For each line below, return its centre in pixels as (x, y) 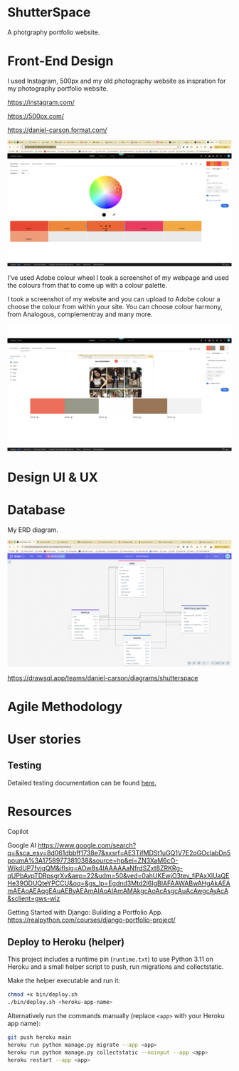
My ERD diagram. (33, 530)
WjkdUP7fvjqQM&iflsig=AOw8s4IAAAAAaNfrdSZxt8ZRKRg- (95, 868)
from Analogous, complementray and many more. (80, 314)
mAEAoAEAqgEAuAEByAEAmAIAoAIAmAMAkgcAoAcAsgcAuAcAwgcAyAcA (118, 890)
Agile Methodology (65, 707)
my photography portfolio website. (58, 88)
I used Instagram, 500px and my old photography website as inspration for (117, 81)
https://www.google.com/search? (87, 845)
